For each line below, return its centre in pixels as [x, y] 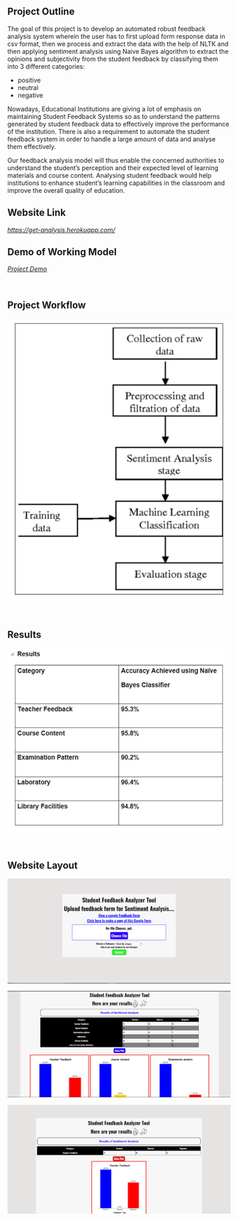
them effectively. [32, 146]
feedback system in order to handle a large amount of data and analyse [112, 139]
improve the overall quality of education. [66, 190]
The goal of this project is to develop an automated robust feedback [107, 28]
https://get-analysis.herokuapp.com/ [61, 230]
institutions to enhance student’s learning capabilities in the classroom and [116, 183]
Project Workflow [47, 305]
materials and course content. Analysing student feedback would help [109, 175]
